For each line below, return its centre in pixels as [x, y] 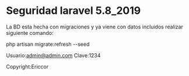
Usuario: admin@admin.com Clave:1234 [53, 55]
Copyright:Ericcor [27, 66]
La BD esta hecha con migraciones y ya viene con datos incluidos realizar [95, 27]
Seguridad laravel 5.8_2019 [73, 11]
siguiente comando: [30, 32]
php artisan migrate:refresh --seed [48, 44]
